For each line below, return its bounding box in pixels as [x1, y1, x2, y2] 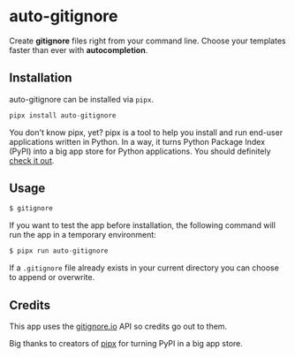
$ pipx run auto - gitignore [9, 247, 109, 255]
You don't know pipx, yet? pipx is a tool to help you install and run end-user [9, 126, 284, 138]
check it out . [9, 155, 55, 165]
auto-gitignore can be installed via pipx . [9, 94, 155, 104]
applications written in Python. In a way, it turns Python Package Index [9, 136, 266, 147]
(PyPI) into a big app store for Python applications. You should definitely [9, 146, 271, 156]
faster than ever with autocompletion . [9, 44, 148, 55]
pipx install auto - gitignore [9, 110, 117, 120]
